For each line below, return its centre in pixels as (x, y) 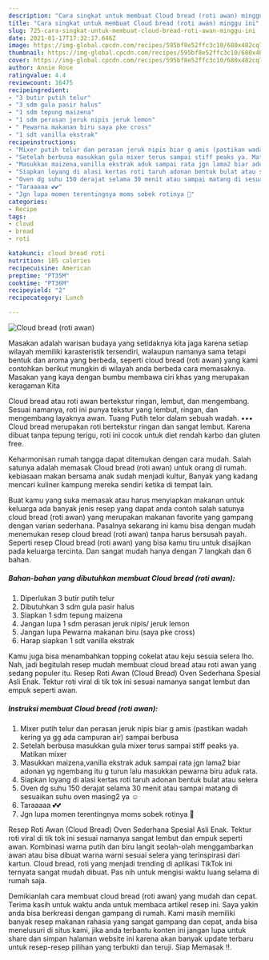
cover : (19, 61)
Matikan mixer (43, 754)
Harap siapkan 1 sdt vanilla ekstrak (77, 640)
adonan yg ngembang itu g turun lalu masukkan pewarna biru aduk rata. (139, 771)
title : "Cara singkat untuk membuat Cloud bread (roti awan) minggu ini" (134, 23)
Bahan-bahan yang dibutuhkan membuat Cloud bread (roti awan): (122, 578)
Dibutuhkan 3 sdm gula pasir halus (77, 606)
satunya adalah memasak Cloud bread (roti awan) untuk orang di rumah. (128, 468)
